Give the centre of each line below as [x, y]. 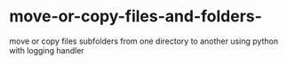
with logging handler [47, 50]
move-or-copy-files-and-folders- [136, 16]
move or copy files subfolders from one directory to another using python [143, 41]
